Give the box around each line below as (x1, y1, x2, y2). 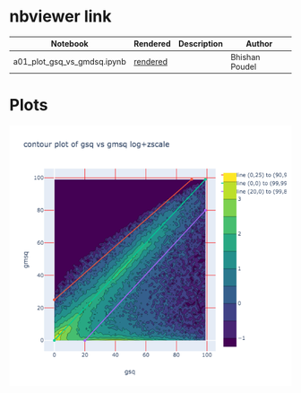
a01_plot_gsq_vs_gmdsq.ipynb (13, 57, 127, 67)
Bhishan (230, 51, 261, 62)
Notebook (50, 39, 89, 49)
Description (178, 39, 224, 49)
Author (245, 39, 273, 49)
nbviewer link (9, 6, 112, 27)
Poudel (230, 61, 257, 72)
